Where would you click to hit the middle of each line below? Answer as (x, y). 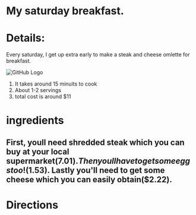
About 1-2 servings (38, 90)
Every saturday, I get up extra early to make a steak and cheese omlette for (98, 55)
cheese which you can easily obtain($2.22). (89, 179)
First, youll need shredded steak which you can (96, 142)
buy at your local (38, 152)
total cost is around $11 (43, 97)
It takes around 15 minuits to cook (56, 84)
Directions (32, 205)
